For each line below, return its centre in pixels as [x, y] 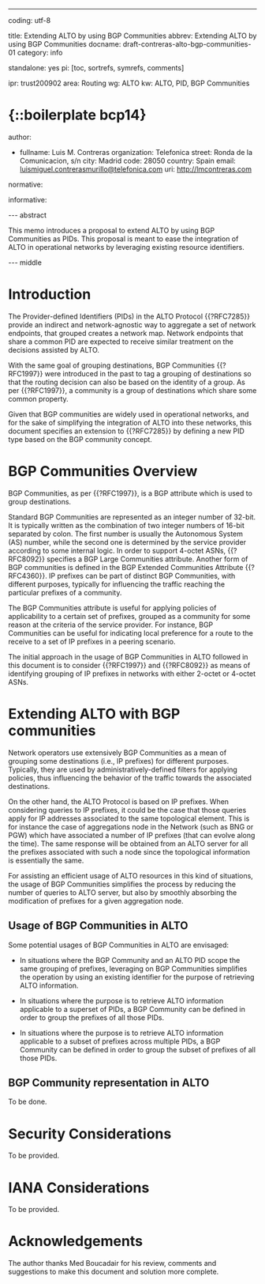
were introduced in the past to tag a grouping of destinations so [148, 373]
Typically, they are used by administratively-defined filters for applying [123, 769]
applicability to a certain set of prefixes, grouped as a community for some [129, 616]
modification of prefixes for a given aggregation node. [96, 901]
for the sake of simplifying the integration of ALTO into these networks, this [130, 422]
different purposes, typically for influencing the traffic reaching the [117, 584]
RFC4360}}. [28, 576]
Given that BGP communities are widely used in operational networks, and [129, 414]
